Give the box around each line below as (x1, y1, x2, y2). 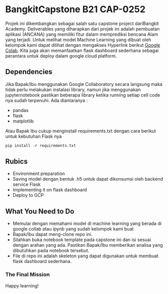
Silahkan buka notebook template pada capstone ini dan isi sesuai (12, 237, 151, 243)
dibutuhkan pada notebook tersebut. (12, 248, 90, 254)
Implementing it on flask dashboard (12, 187, 88, 193)
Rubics (5, 157, 28, 166)
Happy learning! (5, 282, 39, 288)
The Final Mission (5, 271, 50, 278)
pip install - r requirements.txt (5, 143, 76, 148)
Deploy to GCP (12, 192, 44, 198)
